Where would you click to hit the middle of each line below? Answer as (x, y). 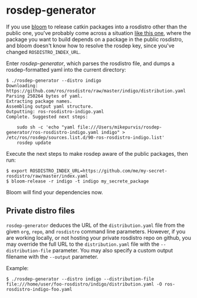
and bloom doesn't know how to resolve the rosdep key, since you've (91, 46)
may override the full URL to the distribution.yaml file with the (83, 244)
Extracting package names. (39, 101)
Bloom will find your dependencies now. (55, 192)
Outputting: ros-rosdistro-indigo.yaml (55, 111)
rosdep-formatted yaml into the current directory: (66, 69)
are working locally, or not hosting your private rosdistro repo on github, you (99, 238)
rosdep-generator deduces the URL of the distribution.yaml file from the (95, 225)
